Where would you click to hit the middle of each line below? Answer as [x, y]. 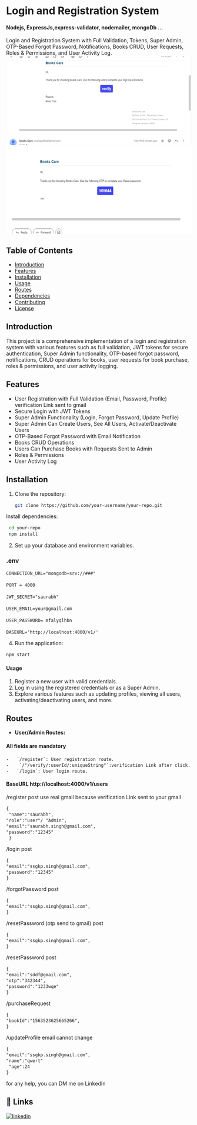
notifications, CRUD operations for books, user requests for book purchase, [98, 359]
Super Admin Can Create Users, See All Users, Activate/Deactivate [96, 423]
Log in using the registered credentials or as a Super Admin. [87, 687]
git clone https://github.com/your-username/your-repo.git [89, 505]
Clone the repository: [40, 494]
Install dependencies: [32, 516]
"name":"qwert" [25, 1061]
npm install [23, 534]
